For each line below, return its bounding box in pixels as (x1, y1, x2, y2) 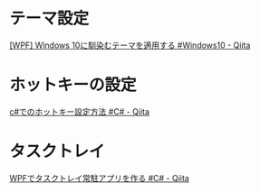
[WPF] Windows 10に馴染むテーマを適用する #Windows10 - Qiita (9, 40, 251, 50)
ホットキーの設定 (9, 75, 138, 96)
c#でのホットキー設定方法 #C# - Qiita (9, 105, 150, 117)
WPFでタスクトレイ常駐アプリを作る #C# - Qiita (9, 172, 190, 183)
